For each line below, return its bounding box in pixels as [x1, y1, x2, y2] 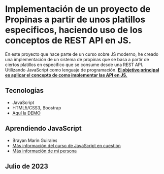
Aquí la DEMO [12, 110, 41, 116]
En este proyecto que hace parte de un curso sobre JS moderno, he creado [5, 51, 159, 57]
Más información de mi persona [12, 148, 77, 154]
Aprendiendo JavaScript [5, 124, 82, 133]
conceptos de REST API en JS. [5, 35, 131, 46]
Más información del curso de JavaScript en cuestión [12, 142, 121, 148]
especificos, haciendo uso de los [5, 25, 143, 35]
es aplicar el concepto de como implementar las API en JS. [5, 72, 128, 78]
